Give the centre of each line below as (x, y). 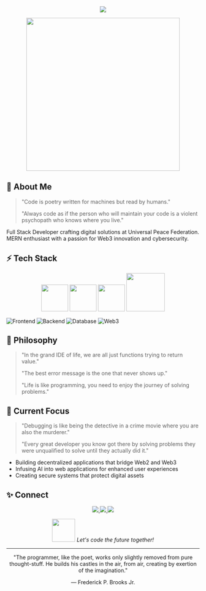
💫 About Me (29, 187)
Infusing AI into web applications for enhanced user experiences (97, 469)
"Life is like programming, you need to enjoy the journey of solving (105, 385)
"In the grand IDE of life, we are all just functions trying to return (102, 355)
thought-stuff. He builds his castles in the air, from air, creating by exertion (103, 564)
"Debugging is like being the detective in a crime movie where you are (110, 426)
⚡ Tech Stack (32, 259)
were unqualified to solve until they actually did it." (85, 451)
